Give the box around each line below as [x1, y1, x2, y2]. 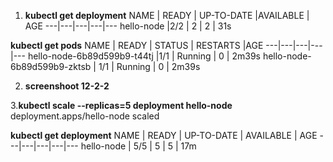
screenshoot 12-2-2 [24, 80, 110, 92]
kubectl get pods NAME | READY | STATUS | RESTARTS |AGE [10, 40, 264, 51]
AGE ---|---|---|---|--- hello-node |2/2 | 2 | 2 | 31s [24, 20, 232, 32]
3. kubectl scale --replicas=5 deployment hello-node [10, 100, 233, 111]
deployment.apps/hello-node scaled [10, 110, 160, 122]
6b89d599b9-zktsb [10, 61, 92, 72]
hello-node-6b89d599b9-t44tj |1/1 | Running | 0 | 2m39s [27, 50, 261, 62]
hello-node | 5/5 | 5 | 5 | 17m [80, 140, 197, 152]
